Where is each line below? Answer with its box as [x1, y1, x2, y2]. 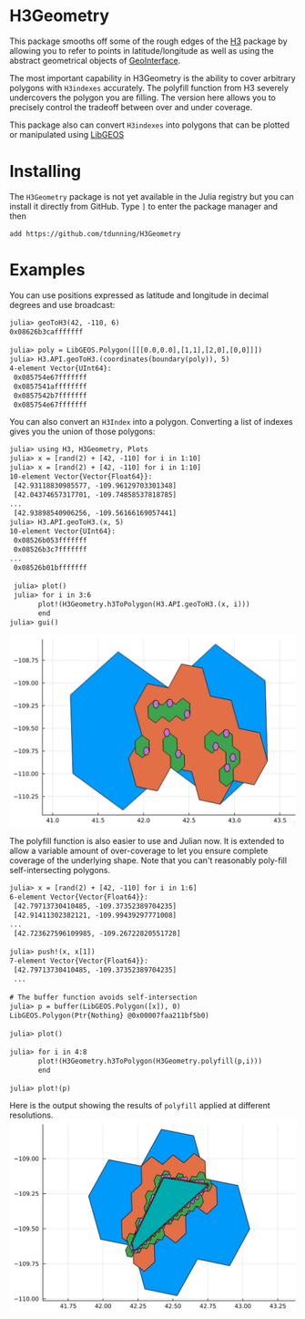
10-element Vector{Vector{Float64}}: [9, 471, 153, 481]
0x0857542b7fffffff [13, 391, 88, 400]
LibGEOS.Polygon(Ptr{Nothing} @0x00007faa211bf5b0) [9, 1011, 209, 1021]
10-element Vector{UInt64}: [9, 526, 117, 536]
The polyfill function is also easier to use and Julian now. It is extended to [9, 836, 285, 847]
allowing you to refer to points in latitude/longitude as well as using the [9, 45, 275, 56]
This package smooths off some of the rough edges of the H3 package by [9, 36, 288, 46]
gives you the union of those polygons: [9, 426, 156, 437]
